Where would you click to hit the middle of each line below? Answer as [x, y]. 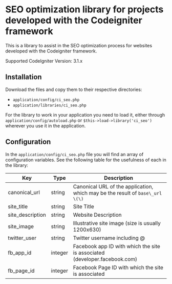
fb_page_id [21, 271]
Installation [24, 77]
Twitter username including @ [109, 238]
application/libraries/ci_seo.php [49, 105]
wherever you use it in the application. [46, 126]
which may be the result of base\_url [117, 193]
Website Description [97, 215]
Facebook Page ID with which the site [118, 267]
